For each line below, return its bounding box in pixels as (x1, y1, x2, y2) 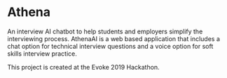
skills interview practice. (7, 49, 77, 58)
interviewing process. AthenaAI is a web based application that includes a (7, 34, 221, 42)
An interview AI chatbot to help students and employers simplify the (7, 27, 203, 36)
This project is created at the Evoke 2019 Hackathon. (7, 63, 160, 71)
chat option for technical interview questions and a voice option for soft (7, 42, 214, 50)
